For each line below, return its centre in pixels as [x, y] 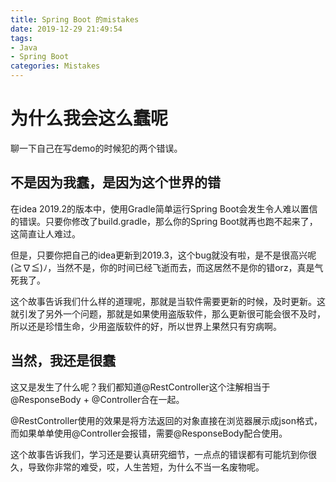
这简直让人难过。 [45, 233]
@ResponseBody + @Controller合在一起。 [97, 399]
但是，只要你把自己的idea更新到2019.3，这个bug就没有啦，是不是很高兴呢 [163, 255]
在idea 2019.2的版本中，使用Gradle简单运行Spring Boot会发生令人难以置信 [164, 208]
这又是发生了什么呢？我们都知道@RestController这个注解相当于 [140, 387]
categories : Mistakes [55, 66]
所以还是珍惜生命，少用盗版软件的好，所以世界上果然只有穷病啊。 [146, 326]
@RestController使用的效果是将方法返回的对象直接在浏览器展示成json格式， [166, 420]
